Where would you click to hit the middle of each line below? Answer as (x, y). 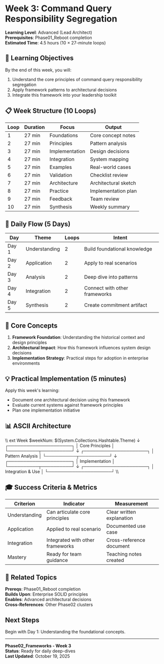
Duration (34, 127)
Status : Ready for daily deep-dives (40, 651)
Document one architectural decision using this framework (71, 400)
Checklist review (109, 175)
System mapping (109, 159)
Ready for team (64, 554)
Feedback (61, 199)
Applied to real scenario (73, 529)
